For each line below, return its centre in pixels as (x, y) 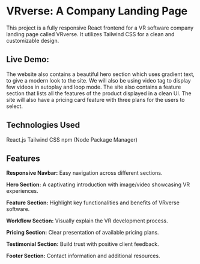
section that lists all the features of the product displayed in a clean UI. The (99, 93)
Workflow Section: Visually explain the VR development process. (87, 221)
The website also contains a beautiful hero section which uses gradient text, (101, 74)
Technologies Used (43, 125)
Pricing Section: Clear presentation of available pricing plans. (83, 233)
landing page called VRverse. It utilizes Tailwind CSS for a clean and (90, 34)
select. (14, 106)
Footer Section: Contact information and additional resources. (83, 256)
